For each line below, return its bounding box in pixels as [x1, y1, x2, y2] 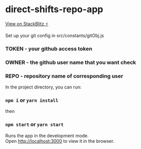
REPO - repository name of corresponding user [5, 72, 123, 79]
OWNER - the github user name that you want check [5, 58, 136, 66]
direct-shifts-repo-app [5, 4, 103, 15]
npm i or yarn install [5, 97, 58, 104]
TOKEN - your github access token [5, 45, 92, 52]
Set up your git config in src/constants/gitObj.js [5, 32, 104, 39]
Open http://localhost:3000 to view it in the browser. [5, 138, 115, 144]
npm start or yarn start [5, 121, 64, 128]
